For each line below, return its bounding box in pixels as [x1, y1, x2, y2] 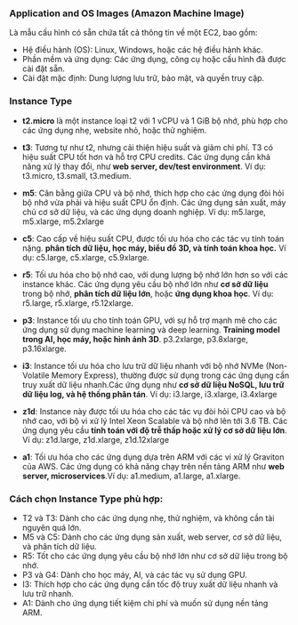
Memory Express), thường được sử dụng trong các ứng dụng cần [51, 370, 290, 381]
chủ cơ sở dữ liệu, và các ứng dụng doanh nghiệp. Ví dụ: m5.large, [21, 206, 267, 217]
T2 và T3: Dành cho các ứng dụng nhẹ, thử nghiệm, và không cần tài [21, 512, 275, 523]
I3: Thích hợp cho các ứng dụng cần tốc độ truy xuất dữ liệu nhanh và [21, 579, 278, 589]
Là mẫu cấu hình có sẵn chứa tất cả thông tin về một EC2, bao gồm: [9, 28, 258, 38]
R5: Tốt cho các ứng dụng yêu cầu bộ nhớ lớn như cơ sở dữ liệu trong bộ [21, 550, 288, 561]
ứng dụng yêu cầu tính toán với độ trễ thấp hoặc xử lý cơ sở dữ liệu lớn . [21, 425, 287, 436]
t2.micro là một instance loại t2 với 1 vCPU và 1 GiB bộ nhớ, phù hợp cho [21, 115, 288, 126]
